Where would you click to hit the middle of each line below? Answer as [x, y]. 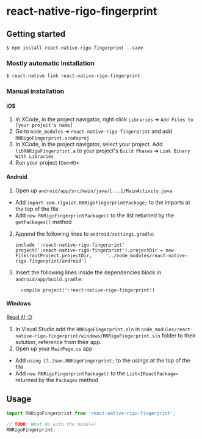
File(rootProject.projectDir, [54, 255]
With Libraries [34, 157]
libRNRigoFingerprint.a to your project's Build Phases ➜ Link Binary [103, 151]
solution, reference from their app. [58, 342]
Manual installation [35, 91]
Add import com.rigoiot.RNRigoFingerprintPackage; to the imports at [103, 202]
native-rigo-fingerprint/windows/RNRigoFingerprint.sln [88, 336]
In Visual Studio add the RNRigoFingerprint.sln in [78, 329]
